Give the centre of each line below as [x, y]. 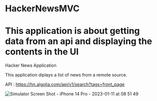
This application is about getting [73, 31]
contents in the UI [42, 52]
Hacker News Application [31, 65]
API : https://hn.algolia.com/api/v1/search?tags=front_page [65, 84]
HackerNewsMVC [42, 9]
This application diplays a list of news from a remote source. [66, 75]
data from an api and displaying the [79, 41]
